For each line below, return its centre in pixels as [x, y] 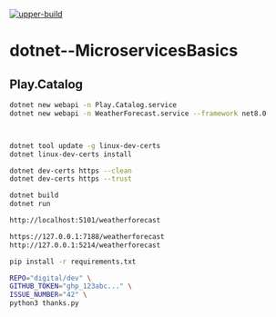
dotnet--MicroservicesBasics [124, 51]
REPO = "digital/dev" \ [51, 278]
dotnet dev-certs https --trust [71, 179]
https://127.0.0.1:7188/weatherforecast [87, 236]
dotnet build [34, 195]
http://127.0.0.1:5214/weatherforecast [85, 245]
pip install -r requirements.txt [73, 262]
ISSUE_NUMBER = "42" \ [49, 295]
